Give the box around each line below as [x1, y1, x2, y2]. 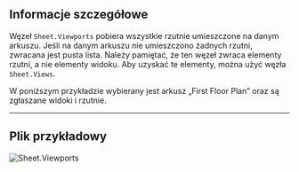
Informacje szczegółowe [9, 7, 149, 22]
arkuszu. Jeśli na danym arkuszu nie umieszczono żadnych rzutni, [9, 40, 253, 51]
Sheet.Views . [9, 68, 56, 79]
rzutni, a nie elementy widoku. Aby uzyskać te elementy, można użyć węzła [9, 59, 287, 69]
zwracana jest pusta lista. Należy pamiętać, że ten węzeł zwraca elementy [9, 49, 282, 60]
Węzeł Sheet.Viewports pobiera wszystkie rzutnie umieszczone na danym [9, 30, 279, 41]
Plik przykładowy [9, 129, 108, 145]
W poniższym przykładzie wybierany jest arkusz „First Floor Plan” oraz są [9, 85, 279, 96]
